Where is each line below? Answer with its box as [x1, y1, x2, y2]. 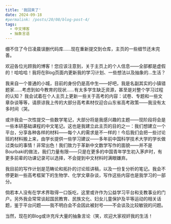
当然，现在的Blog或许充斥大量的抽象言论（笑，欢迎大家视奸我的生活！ [5, 213, 153, 219]
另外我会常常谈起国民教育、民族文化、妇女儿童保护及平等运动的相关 [14, 196, 157, 202]
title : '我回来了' [5, 7, 42, 13]
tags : [5, 21, 17, 27]
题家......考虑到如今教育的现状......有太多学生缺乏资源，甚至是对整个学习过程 [5, 87, 164, 92]
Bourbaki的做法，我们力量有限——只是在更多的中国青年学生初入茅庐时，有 [5, 148, 162, 155]
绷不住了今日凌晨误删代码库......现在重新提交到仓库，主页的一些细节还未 [5, 46, 156, 52]
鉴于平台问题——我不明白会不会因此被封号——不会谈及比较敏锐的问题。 [14, 202, 166, 208]
